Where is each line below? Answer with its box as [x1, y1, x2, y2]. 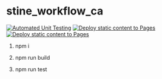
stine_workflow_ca [6, 4, 104, 18]
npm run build [15, 54, 50, 61]
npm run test [15, 65, 47, 73]
